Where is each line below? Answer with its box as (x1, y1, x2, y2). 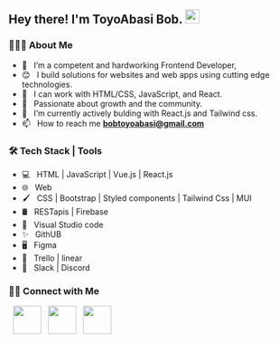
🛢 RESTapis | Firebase (21, 205, 109, 217)
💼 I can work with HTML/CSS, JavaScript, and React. (21, 88, 223, 100)
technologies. (21, 79, 73, 90)
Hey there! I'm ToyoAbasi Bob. (8, 12, 182, 27)
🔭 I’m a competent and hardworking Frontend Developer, (21, 60, 237, 71)
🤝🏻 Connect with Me (8, 284, 100, 297)
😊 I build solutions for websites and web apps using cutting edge (21, 69, 270, 80)
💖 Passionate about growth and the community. (21, 98, 203, 109)
